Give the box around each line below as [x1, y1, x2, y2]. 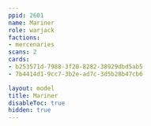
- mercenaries [8, 41, 55, 49]
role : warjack [8, 26, 55, 34]
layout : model [8, 84, 55, 92]
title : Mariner [8, 91, 59, 99]
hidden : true [8, 106, 51, 114]
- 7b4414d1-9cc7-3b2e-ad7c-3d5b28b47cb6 [8, 70, 144, 78]
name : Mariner [8, 19, 55, 27]
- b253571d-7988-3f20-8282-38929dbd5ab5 [8, 63, 144, 71]
